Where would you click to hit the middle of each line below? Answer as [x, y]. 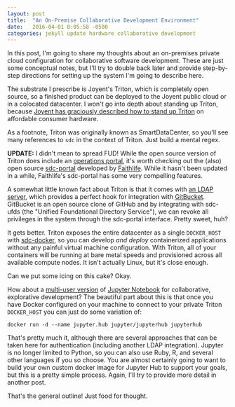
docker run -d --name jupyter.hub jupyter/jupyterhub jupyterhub [105, 325]
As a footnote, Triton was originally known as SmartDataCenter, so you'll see [118, 132]
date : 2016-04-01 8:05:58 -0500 [58, 27]
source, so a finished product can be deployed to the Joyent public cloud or [117, 97]
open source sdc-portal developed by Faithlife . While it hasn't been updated [117, 168]
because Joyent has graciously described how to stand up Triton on [106, 111]
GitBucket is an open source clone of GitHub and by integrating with [106, 205]
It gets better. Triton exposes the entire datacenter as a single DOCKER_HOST [114, 233]
